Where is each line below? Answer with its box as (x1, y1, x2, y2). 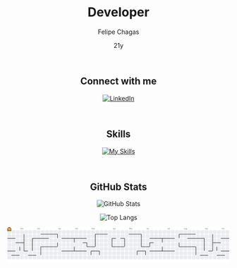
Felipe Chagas (97, 28, 140, 36)
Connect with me (80, 75, 157, 87)
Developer (87, 4, 150, 20)
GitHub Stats (90, 181, 147, 193)
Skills (106, 128, 131, 140)
